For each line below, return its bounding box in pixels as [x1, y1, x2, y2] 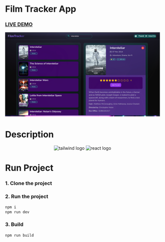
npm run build [5, 233, 34, 238]
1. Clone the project [5, 180, 53, 187]
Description [5, 129, 54, 140]
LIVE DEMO [5, 21, 33, 28]
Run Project [5, 162, 54, 174]
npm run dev [5, 210, 29, 215]
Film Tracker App [5, 3, 77, 15]
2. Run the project [5, 193, 49, 200]
